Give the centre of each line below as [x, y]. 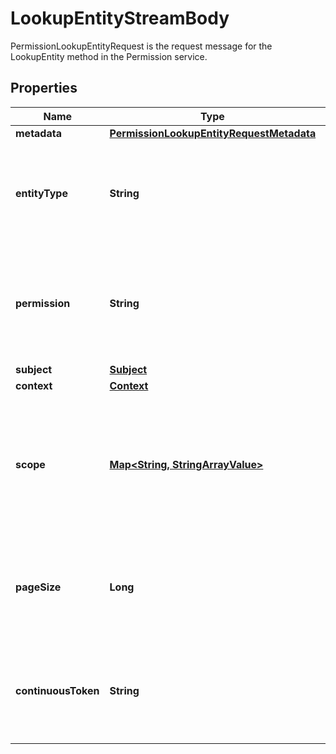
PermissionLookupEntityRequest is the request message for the [141, 46]
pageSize [38, 587]
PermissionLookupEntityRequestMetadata [213, 133]
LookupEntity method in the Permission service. [109, 56]
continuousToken [57, 690]
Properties [44, 88]
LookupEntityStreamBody [120, 18]
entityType [41, 193]
